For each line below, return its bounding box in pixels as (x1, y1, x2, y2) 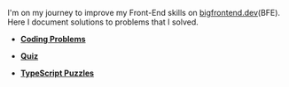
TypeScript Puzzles (20, 68, 94, 78)
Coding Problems (20, 34, 86, 44)
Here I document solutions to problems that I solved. (7, 17, 199, 27)
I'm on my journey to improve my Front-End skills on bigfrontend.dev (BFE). (7, 8, 280, 18)
